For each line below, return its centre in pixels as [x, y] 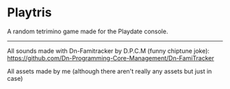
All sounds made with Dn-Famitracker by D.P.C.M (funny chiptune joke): [108, 51]
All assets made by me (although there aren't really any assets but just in [110, 71]
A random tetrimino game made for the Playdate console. [88, 31]
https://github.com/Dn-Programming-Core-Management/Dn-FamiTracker [111, 58]
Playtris [29, 13]
